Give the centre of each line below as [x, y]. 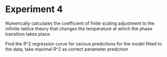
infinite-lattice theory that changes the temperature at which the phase [79, 28]
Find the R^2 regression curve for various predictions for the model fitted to [84, 43]
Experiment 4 [34, 9]
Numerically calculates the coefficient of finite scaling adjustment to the [80, 23]
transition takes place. [28, 34]
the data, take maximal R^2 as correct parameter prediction [67, 49]
